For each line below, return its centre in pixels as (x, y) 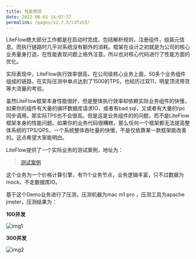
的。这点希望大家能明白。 (37, 137)
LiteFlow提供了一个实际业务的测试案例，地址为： (65, 150)
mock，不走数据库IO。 (33, 182)
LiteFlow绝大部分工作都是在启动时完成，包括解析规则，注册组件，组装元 (93, 40)
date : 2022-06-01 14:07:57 (39, 17)
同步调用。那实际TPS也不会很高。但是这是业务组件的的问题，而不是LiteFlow (98, 116)
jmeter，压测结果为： (32, 202)
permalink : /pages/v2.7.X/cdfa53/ (48, 22)
